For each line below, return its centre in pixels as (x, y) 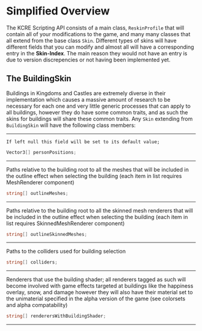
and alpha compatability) (37, 305)
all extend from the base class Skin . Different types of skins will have (91, 40)
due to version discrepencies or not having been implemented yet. (88, 60)
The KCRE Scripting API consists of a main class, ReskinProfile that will (95, 28)
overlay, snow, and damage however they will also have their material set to (100, 292)
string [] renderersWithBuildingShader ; (56, 316)
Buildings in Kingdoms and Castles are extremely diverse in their (86, 93)
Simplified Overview (58, 11)
